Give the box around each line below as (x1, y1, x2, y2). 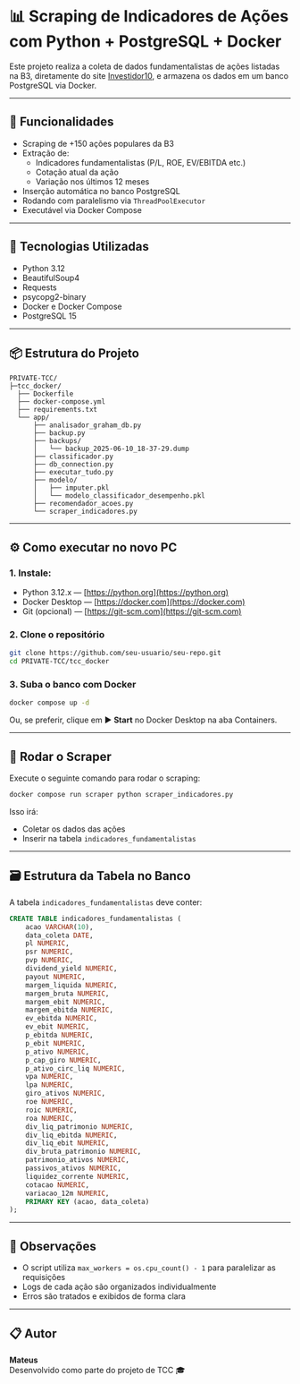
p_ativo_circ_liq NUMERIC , (25, 1064, 126, 1073)
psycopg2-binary (21, 291, 87, 302)
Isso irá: (9, 806, 38, 816)
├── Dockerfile (17, 389, 74, 398)
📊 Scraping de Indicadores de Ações (9, 6, 289, 27)
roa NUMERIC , (25, 1114, 74, 1123)
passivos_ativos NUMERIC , (25, 1164, 122, 1173)
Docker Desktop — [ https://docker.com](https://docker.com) (21, 596, 246, 608)
